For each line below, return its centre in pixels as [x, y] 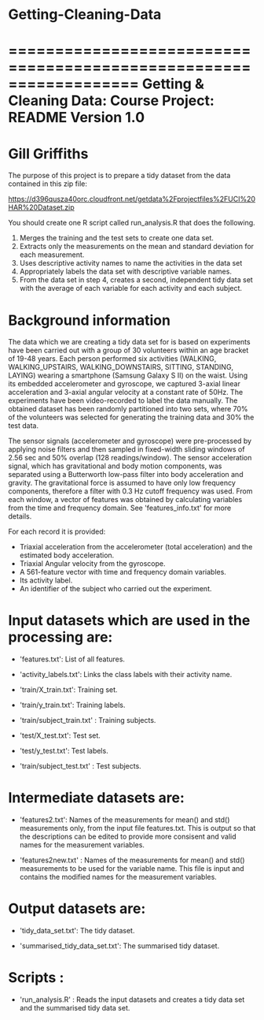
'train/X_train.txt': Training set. [68, 690]
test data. [24, 426]
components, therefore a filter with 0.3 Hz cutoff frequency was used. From [130, 491]
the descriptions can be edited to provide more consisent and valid [128, 836]
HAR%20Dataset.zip [41, 207]
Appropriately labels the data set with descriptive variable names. [125, 272]
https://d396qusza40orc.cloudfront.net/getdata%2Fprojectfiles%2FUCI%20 [132, 199]
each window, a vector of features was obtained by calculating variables [125, 500]
